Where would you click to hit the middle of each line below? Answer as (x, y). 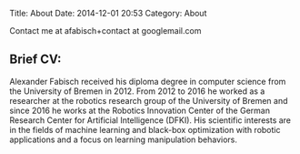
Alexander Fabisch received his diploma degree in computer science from (148, 81)
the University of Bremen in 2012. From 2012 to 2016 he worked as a (137, 91)
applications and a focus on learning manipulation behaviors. (124, 139)
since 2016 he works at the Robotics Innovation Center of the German (140, 110)
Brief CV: (35, 60)
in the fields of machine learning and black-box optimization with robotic (145, 129)
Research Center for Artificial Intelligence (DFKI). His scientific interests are (150, 120)
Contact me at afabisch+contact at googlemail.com (105, 31)
